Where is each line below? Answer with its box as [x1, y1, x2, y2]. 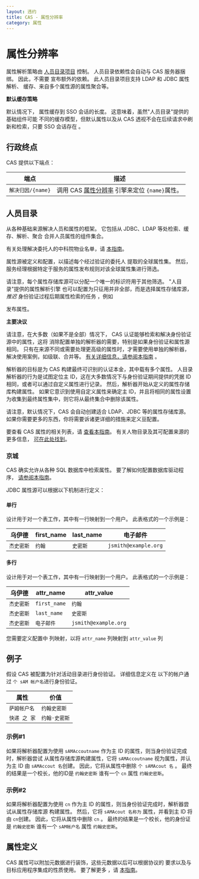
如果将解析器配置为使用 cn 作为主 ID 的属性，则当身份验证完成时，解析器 [6, 800, 184, 808]
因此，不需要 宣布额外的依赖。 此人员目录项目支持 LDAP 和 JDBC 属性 [17, 76, 190, 83]
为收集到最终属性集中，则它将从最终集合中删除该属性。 [6, 395, 141, 402]
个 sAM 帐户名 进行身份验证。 [12, 678, 81, 685]
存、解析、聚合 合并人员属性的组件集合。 [6, 233, 107, 240]
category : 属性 [6, 20, 42, 26]
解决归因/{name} [9, 187, 51, 194]
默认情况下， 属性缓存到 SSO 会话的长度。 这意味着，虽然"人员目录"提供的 [6, 108, 189, 115]
